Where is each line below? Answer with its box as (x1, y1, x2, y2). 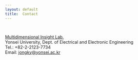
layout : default (5, 7, 38, 12)
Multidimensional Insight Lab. (5, 34, 64, 40)
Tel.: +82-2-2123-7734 (5, 44, 51, 50)
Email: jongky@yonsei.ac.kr (5, 49, 61, 55)
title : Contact (5, 12, 38, 16)
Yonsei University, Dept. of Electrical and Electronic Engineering (5, 39, 134, 45)
